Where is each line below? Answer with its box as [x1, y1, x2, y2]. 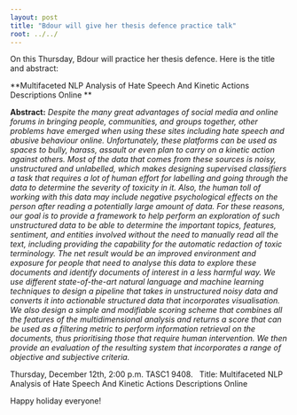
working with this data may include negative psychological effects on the [10, 192, 278, 202]
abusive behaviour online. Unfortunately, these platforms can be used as [10, 135, 277, 146]
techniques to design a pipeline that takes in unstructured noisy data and [10, 286, 278, 297]
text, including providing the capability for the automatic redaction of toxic [10, 239, 283, 249]
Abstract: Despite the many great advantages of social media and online [10, 107, 278, 118]
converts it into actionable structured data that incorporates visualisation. [10, 295, 280, 306]
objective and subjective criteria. [10, 352, 130, 363]
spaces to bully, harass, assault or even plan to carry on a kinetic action [10, 145, 276, 155]
